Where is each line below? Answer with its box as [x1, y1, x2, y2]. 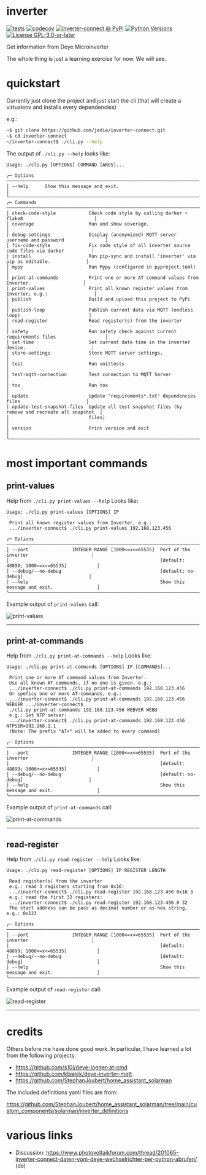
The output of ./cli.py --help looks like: [6, 149, 110, 157]
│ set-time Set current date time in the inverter [6, 339, 191, 345]
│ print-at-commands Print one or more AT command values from [6, 275, 199, 281]
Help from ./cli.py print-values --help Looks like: [6, 497, 139, 505]
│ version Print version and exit [6, 425, 150, 431]
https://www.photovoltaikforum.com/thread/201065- [45, 1149, 179, 1156]
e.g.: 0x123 [6, 911, 37, 917]
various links [6, 1129, 74, 1142]
